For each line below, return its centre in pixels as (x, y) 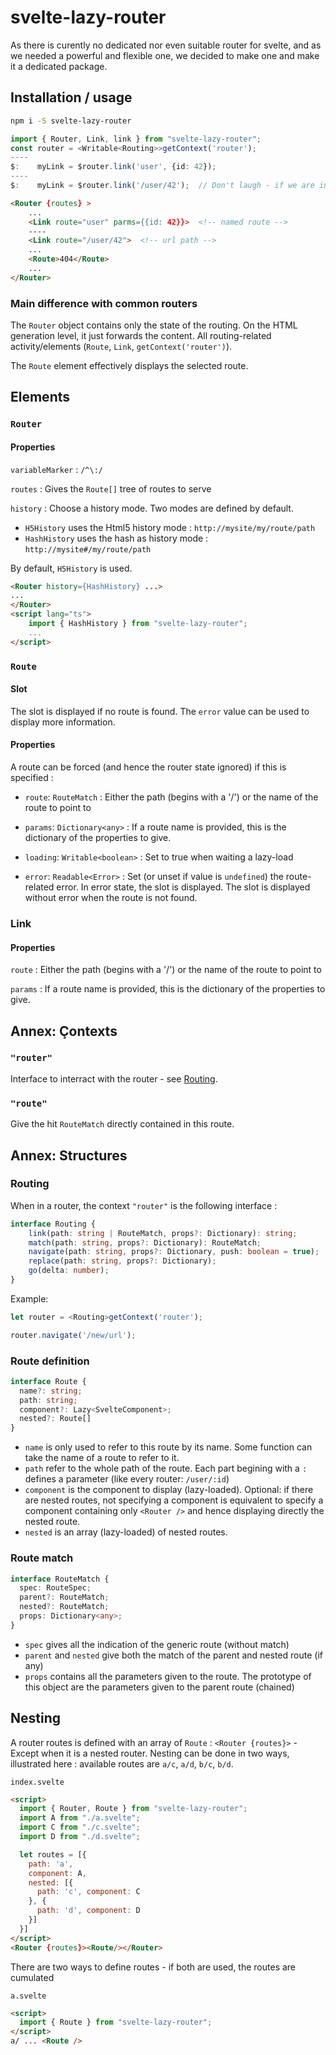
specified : (32, 778)
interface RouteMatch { (60, 1579)
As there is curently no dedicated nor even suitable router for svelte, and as (166, 45)
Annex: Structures (69, 1155)
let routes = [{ (53, 1854)
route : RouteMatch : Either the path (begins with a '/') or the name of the (171, 797)
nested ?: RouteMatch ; (64, 1607)
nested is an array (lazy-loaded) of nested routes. (126, 1532)
